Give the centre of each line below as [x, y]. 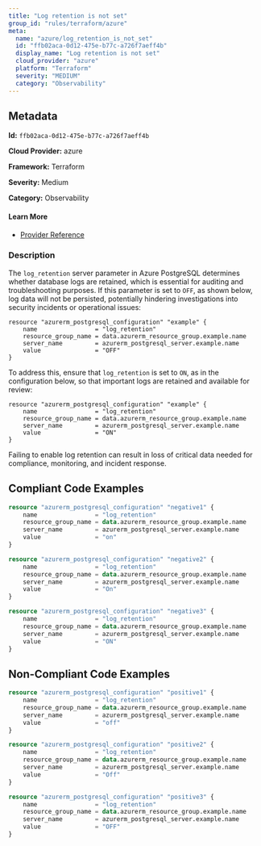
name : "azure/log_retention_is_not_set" [84, 38]
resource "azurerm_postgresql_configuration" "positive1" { [112, 693]
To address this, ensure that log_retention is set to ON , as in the [114, 372]
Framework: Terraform [47, 167]
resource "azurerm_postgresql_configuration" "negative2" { [112, 559]
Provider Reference [52, 234]
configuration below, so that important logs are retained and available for [129, 381]
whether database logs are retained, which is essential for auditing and [126, 281]
